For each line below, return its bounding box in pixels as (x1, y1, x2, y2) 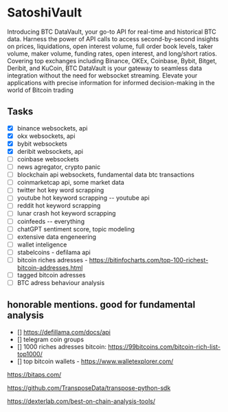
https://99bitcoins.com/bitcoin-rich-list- (107, 342, 221, 351)
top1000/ (16, 350, 43, 358)
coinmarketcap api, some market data (16, 179, 125, 187)
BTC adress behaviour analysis (16, 278, 105, 286)
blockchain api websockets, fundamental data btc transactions (16, 170, 194, 179)
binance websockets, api (16, 124, 88, 132)
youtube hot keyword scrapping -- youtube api (16, 194, 150, 202)
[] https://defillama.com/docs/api (16, 328, 111, 336)
